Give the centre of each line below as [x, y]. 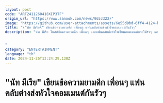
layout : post [18, 9]
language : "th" [20, 54]
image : [12, 23]
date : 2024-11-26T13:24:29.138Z [38, 59]
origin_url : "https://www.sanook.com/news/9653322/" [59, 18]
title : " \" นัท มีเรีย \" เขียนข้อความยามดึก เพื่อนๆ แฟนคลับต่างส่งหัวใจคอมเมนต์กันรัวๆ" [71, 28]
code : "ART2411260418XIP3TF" [34, 14]
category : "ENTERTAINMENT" [32, 49]
